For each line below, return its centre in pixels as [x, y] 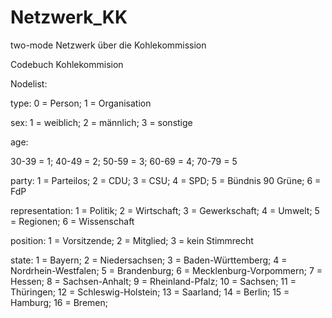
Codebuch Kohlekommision [67, 64]
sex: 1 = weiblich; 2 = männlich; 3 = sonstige [101, 122]
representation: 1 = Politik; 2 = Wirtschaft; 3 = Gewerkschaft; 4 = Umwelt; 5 [165, 210]
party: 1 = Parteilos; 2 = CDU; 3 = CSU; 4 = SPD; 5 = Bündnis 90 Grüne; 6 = [166, 180]
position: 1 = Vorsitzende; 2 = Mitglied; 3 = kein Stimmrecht [132, 240]
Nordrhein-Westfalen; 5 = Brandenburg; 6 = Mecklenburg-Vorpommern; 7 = [166, 270]
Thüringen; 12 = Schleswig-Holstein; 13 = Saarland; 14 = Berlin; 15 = [150, 292]
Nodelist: [29, 83]
